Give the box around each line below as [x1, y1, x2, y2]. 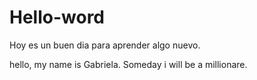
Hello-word [9, 6, 106, 29]
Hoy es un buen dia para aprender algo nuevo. [9, 39, 201, 51]
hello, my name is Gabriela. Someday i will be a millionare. [9, 58, 248, 70]
